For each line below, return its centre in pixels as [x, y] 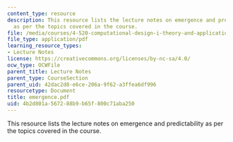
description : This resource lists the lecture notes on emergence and [111, 20]
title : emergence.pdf [38, 98]
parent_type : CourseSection [48, 78]
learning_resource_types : [44, 46]
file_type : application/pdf [48, 39]
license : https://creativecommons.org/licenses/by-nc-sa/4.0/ [99, 59]
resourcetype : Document [42, 91]
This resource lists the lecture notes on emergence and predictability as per [115, 123]
